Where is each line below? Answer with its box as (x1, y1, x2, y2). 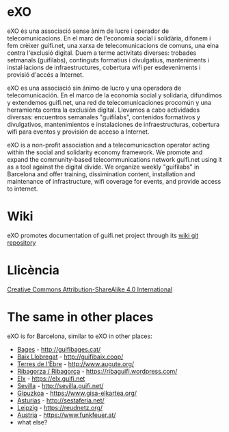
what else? (16, 418, 48, 426)
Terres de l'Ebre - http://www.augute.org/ (16, 359, 135, 368)
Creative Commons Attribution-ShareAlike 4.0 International (7, 285, 173, 293)
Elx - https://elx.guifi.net (16, 374, 85, 383)
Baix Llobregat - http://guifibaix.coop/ (16, 352, 124, 361)
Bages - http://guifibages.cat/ (16, 345, 101, 353)
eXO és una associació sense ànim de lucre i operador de (7, 27, 170, 35)
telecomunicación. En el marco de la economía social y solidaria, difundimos (7, 91, 222, 99)
